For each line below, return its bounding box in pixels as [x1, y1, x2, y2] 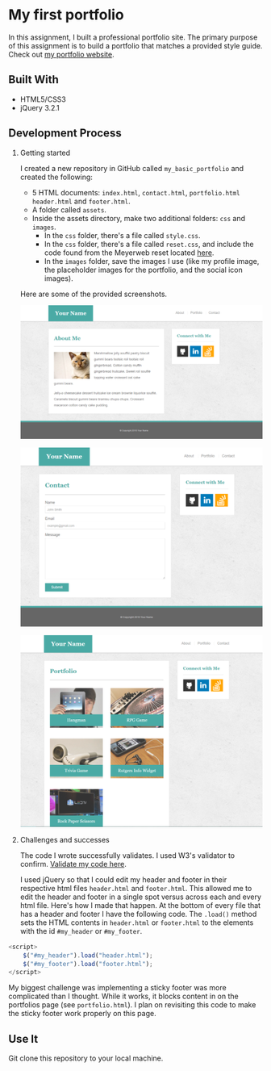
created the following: [19, 172, 93, 182]
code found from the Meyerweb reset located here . [44, 248, 215, 257]
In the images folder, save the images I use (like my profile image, [44, 256, 260, 266]
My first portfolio [8, 6, 124, 24]
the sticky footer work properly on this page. [8, 1009, 156, 1019]
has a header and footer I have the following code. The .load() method [19, 909, 257, 918]
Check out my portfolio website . [8, 49, 115, 59]
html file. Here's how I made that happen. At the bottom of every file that [19, 900, 261, 910]
